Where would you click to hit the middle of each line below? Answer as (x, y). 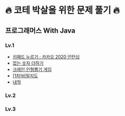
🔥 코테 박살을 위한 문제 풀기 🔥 (62, 10)
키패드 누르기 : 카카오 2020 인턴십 (46, 56)
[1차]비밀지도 (25, 76)
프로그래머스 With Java (40, 31)
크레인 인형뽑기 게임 (32, 69)
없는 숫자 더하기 (28, 63)
